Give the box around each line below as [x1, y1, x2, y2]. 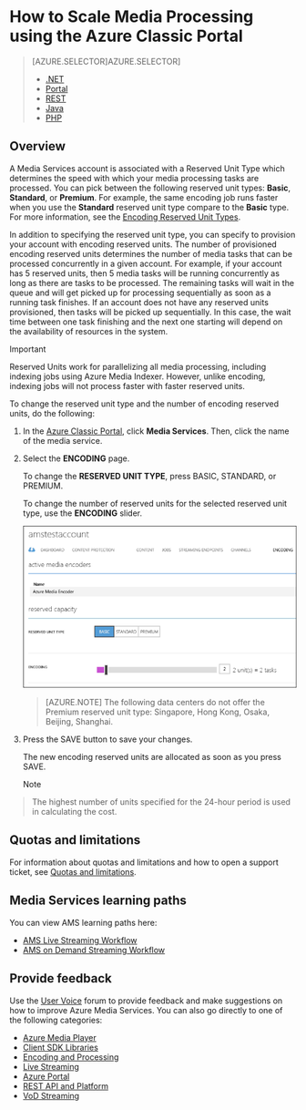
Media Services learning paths [9, 893, 187, 909]
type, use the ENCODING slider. [22, 508, 143, 519]
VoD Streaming [22, 1090, 80, 1101]
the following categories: [9, 1014, 103, 1025]
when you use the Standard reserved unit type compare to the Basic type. [9, 201, 290, 212]
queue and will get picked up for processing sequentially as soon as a [9, 287, 271, 298]
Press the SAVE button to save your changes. [22, 734, 193, 745]
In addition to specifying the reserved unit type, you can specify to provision [9, 229, 296, 240]
